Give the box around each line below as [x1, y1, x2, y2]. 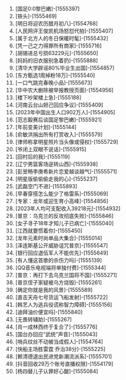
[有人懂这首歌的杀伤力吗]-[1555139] [15, 257, 102, 263]
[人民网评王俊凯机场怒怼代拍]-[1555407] [15, 27, 114, 34]
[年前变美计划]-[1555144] [15, 124, 77, 130]
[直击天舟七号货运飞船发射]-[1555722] [15, 294, 108, 301]
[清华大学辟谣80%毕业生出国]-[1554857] [15, 65, 115, 71]
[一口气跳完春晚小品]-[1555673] [15, 79, 93, 86]
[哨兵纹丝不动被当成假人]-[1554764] [15, 338, 104, 345]
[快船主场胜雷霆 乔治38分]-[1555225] [15, 346, 105, 352]
